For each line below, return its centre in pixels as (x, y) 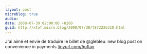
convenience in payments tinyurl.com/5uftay (50, 47)
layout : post (18, 9)
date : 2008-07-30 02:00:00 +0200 (39, 23)
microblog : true (21, 14)
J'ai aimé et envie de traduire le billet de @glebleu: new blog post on (74, 41)
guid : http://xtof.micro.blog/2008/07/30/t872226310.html (65, 28)
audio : (12, 18)
